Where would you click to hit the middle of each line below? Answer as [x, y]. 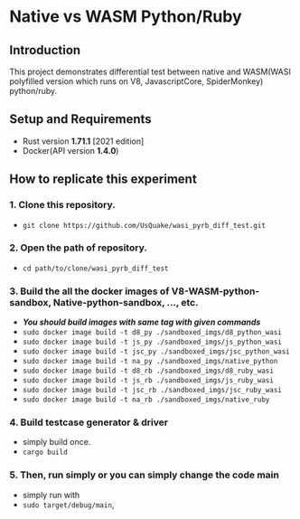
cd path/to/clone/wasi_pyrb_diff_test [95, 269]
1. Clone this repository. [62, 205]
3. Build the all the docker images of [89, 291]
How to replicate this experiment [103, 179]
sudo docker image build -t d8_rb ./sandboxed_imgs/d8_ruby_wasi [148, 371]
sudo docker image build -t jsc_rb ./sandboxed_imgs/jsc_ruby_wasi [152, 391]
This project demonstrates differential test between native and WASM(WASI [150, 71]
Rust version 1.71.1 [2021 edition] [83, 141]
